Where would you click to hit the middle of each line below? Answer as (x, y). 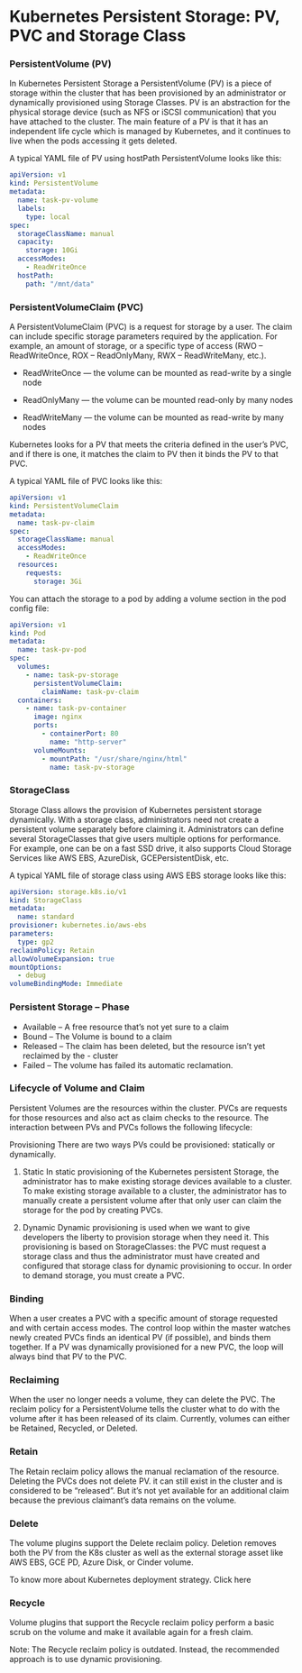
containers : (40, 700)
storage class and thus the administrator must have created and (141, 1256)
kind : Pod (28, 633)
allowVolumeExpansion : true (62, 959)
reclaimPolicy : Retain (52, 950)
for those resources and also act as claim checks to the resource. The (139, 1117)
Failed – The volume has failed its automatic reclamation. (128, 1065)
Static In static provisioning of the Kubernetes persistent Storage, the (151, 1171)
